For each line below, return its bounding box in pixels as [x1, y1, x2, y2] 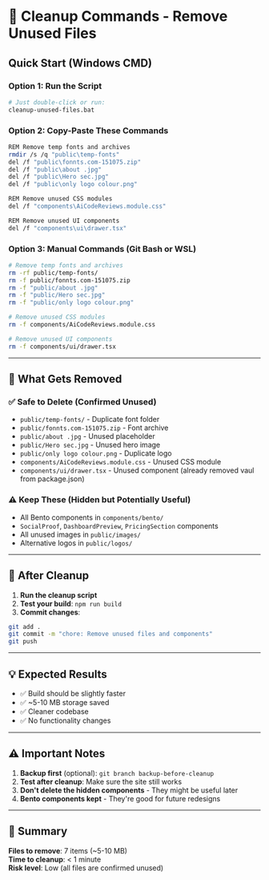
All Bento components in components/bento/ [19, 513, 164, 522]
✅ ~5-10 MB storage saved [19, 697, 110, 707]
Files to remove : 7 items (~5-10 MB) [8, 846, 128, 855]
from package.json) [19, 474, 86, 484]
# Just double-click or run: [8, 98, 106, 107]
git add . [8, 622, 42, 631]
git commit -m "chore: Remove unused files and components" [8, 630, 214, 639]
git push [8, 638, 38, 646]
